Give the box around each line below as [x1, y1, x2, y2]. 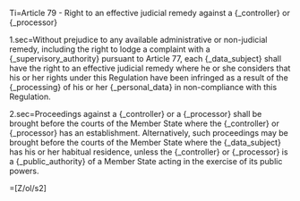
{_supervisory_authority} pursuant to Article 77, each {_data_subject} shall [9, 54, 282, 63]
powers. [9, 165, 39, 176]
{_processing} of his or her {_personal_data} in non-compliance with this [9, 82, 278, 92]
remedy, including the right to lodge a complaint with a [9, 44, 210, 54]
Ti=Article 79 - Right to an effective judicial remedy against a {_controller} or [9, 8, 291, 18]
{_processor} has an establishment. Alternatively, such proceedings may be [9, 128, 288, 138]
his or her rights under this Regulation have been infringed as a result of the [9, 72, 288, 83]
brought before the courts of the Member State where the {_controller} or [9, 118, 279, 129]
